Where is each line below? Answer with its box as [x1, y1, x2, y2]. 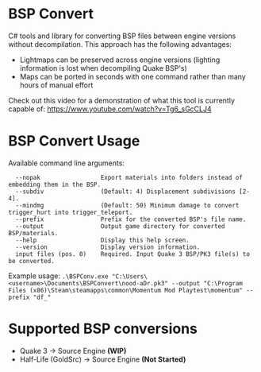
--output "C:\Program [171, 279, 244, 287]
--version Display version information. [15, 243, 201, 251]
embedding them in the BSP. [8, 180, 102, 188]
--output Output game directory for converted [15, 222, 225, 231]
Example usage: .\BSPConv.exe [8, 271, 109, 281]
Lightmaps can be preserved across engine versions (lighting [19, 55, 221, 64]
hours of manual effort [19, 80, 94, 90]
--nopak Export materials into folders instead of [15, 173, 244, 181]
